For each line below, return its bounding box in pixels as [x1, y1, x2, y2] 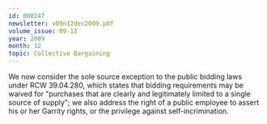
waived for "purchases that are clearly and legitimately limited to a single [8, 89, 251, 98]
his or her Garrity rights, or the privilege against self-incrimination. [8, 106, 229, 116]
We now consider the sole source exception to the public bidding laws [8, 72, 243, 81]
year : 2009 [8, 34, 45, 43]
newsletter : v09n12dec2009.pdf [8, 19, 114, 28]
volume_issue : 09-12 [8, 27, 78, 35]
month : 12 [8, 42, 42, 50]
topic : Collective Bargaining [8, 49, 111, 58]
